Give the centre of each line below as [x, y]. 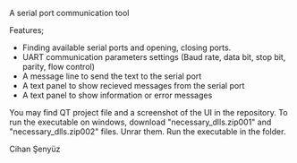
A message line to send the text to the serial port [112, 76]
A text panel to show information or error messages [117, 95]
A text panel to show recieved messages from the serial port [133, 86]
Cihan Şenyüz [35, 149]
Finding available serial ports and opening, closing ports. [127, 47]
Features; [27, 30]
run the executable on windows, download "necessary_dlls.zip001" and [140, 122]
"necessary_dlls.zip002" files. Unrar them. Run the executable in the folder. [148, 132]
